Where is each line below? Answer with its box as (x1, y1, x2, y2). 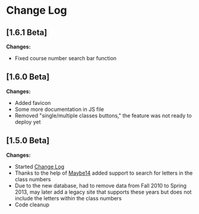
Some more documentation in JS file (14, 106, 104, 113)
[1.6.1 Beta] (6, 27, 48, 38)
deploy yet (14, 118, 41, 125)
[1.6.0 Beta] (6, 72, 50, 82)
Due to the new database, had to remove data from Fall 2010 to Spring (14, 182, 187, 189)
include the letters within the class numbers (14, 194, 122, 201)
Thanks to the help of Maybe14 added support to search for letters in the (14, 169, 193, 176)
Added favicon (14, 99, 51, 106)
